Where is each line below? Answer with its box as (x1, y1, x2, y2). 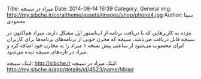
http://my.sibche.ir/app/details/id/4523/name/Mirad (7, 66, 134, 73)
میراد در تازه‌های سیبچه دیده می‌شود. (7, 48, 89, 55)
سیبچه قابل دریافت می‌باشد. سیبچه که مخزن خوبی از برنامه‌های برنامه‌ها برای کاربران (7, 36, 195, 42)
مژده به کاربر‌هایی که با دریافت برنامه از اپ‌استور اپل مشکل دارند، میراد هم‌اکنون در (7, 29, 192, 36)
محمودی (7, 18, 26, 24)
